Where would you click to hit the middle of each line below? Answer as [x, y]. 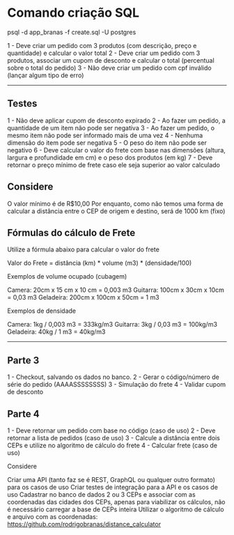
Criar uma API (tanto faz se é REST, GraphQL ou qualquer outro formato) [111, 480]
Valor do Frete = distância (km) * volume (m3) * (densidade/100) [100, 263]
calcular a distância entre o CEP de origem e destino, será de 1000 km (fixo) [116, 211]
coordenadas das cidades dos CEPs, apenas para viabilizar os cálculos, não [116, 502]
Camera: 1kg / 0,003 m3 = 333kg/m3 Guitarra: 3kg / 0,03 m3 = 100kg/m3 [112, 325]
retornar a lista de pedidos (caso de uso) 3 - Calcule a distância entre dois [114, 438]
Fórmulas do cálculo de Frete [71, 232]
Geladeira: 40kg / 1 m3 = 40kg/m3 [56, 332]
